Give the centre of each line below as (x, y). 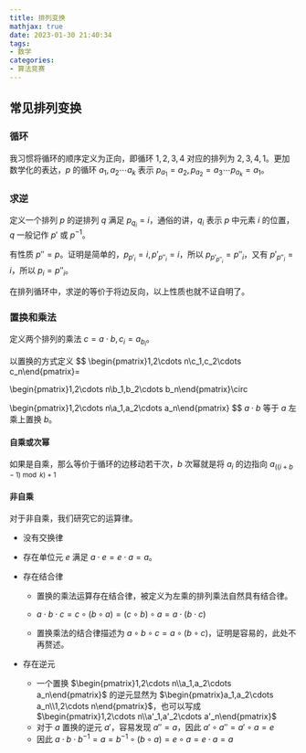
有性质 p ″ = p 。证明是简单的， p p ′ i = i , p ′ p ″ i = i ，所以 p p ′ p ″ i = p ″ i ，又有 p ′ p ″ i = (152, 257)
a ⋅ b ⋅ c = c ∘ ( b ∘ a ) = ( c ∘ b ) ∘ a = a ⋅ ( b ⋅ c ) (121, 614)
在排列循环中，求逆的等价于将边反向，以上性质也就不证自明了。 (129, 291)
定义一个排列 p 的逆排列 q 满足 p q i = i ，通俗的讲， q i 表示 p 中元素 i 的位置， (152, 222)
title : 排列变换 (37, 18)
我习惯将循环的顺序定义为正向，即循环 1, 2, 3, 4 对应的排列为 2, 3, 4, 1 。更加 (150, 158)
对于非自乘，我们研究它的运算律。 (74, 518)
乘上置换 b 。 (33, 419)
